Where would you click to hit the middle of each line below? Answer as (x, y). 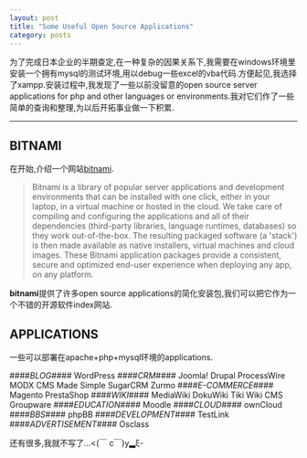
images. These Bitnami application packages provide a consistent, (156, 255)
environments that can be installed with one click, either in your (151, 197)
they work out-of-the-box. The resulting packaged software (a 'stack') (164, 236)
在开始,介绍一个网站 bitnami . (62, 169)
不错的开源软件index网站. (64, 305)
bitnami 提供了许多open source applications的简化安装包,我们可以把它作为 (149, 293)
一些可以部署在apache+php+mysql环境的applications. (111, 357)
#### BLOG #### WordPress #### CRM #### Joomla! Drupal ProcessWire (148, 375)
